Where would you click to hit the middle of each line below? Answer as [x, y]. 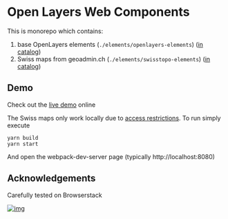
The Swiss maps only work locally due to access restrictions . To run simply [114, 118]
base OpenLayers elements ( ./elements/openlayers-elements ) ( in [110, 44]
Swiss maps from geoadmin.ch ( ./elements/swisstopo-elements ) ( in [114, 59]
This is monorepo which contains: [55, 31]
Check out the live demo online [51, 105]
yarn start [23, 144]
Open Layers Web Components [98, 12]
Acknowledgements [51, 179]
